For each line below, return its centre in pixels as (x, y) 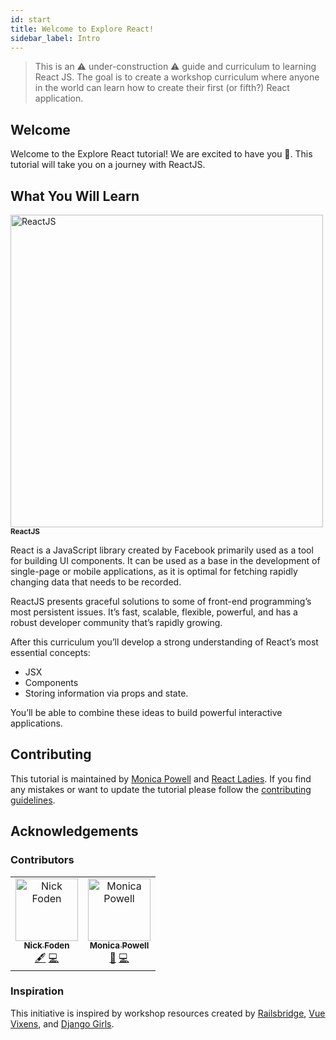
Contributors (42, 860)
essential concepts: (50, 652)
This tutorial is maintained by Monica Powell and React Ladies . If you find (161, 778)
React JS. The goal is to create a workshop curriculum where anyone (177, 77)
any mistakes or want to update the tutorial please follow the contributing (161, 789)
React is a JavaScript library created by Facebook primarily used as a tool (162, 550)
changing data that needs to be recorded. (96, 582)
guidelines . (33, 800)
